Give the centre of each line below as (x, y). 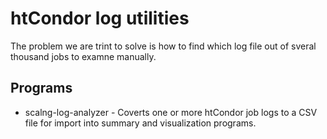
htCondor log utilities (100, 18)
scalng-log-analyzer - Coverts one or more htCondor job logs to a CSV (171, 112)
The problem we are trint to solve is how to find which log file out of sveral (163, 46)
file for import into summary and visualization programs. (140, 123)
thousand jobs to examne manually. (83, 56)
